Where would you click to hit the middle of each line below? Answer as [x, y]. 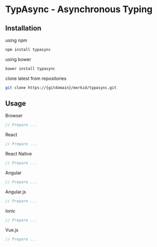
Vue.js [12, 230]
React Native [18, 154]
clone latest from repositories [36, 78]
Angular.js [16, 192]
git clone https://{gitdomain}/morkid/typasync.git [61, 87]
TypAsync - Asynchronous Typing [79, 9]
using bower [18, 59]
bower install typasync [30, 69]
